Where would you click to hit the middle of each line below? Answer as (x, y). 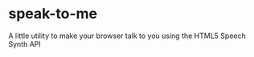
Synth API (25, 44)
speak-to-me (53, 14)
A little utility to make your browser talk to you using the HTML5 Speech (127, 36)
